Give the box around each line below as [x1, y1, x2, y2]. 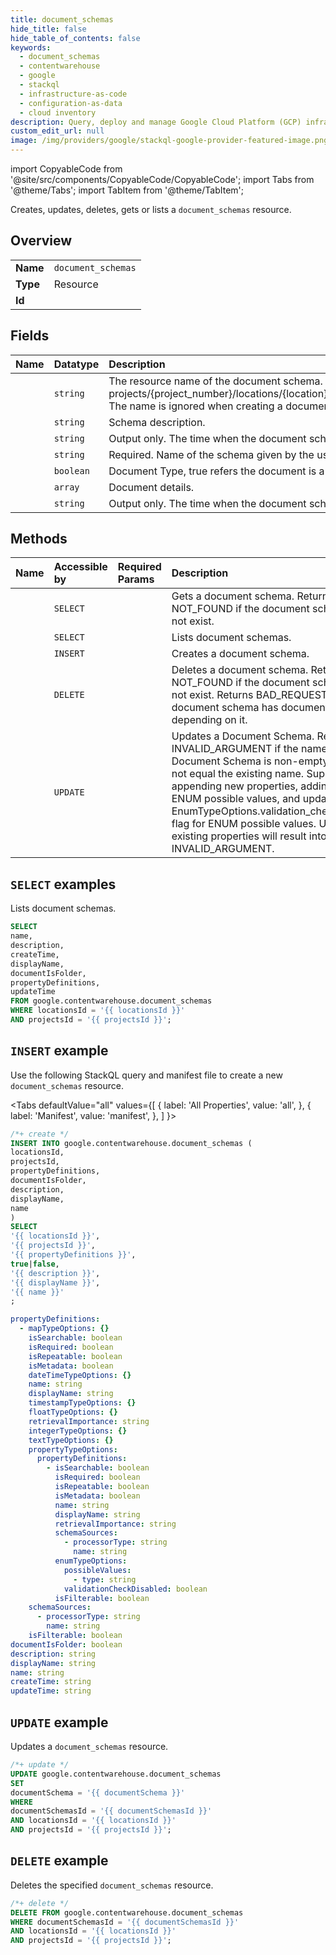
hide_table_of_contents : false [10, 33, 141, 43]
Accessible [53, 560, 108, 574]
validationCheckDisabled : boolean [63, 1584, 208, 1594]
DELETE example [10, 1852, 109, 1870]
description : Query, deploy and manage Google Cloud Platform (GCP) [10, 117, 302, 127]
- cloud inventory [19, 107, 97, 118]
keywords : [10, 42, 52, 53]
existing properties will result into [171, 829, 327, 843]
